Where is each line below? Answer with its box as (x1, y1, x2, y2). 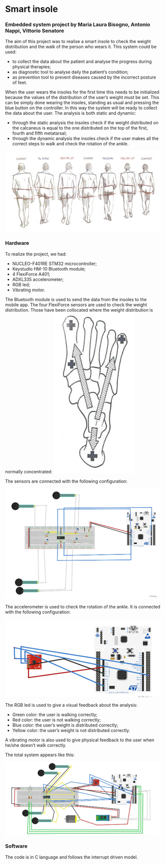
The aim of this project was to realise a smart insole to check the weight (5, 39, 151, 45)
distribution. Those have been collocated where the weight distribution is (5, 307, 153, 313)
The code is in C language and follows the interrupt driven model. (5, 854, 138, 860)
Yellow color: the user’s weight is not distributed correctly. (12, 727, 131, 733)
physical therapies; (12, 64, 51, 70)
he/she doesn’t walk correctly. (5, 742, 66, 748)
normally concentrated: (5, 468, 53, 474)
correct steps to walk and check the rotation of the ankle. (12, 141, 129, 147)
